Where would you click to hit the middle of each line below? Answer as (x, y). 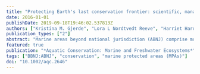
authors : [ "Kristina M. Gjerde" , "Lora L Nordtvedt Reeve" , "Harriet (94, 28)
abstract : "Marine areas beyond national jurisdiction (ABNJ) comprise (97, 39)
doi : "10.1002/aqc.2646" (37, 61)
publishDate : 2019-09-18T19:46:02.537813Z (60, 23)
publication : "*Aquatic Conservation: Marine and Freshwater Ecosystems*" (101, 51)
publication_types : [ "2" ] (38, 34)
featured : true (25, 45)
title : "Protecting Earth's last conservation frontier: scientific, (94, 12)
